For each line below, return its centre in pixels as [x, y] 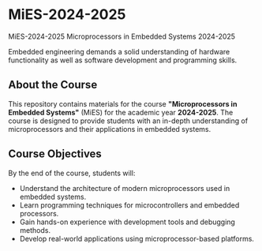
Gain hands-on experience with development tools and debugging [127, 222]
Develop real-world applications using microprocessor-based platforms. [137, 238]
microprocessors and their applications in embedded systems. [110, 129]
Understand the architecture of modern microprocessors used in [125, 188]
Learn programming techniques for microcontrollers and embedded [129, 205]
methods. [35, 230]
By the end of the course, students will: [72, 173]
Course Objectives [55, 154]
